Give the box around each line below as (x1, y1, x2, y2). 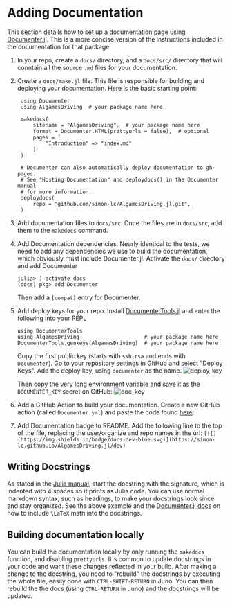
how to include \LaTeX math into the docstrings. (7, 509, 142, 517)
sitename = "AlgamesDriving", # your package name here (32, 121, 200, 129)
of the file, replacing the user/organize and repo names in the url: (17, 428, 202, 437)
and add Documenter (17, 261, 78, 270)
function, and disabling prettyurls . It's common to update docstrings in (7, 554, 211, 563)
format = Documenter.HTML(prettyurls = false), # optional (32, 127, 209, 134)
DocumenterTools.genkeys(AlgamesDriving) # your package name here (17, 340, 219, 346)
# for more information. (20, 188, 92, 195)
